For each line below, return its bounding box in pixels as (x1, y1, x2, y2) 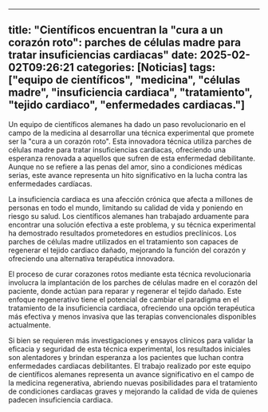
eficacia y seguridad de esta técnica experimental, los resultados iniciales (8, 344, 251, 354)
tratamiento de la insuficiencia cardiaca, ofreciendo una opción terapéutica (8, 303, 255, 312)
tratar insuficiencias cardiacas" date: (8, 49, 198, 62)
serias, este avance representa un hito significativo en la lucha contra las (8, 170, 248, 180)
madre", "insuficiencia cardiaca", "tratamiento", (8, 85, 253, 100)
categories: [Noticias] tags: (76, 61, 216, 74)
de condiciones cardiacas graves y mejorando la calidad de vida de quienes (8, 386, 258, 396)
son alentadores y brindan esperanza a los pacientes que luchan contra (8, 352, 244, 362)
